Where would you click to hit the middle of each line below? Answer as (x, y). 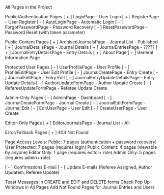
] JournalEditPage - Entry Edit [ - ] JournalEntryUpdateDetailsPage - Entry (80, 78)
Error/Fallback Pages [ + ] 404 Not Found (47, 132)
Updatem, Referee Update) (32, 172)
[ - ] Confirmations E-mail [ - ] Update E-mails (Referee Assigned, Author (79, 167)
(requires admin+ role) (28, 158)
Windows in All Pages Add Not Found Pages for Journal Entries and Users (80, 187)
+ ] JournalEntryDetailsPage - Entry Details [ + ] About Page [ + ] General (79, 52)
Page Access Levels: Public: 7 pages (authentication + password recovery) (81, 142)
